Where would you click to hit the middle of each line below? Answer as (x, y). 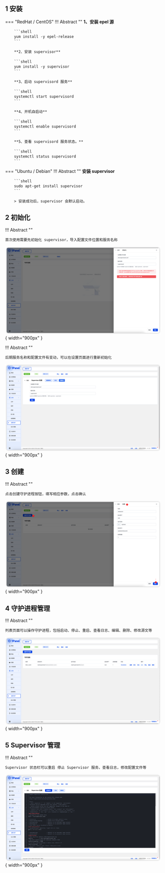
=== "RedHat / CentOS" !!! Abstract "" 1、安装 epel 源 (60, 22)
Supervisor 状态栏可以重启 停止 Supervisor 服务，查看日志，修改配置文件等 (76, 767)
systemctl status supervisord (45, 156)
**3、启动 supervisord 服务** (43, 82)
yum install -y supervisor (42, 66)
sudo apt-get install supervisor (48, 186)
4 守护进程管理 (28, 608)
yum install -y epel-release (44, 37)
